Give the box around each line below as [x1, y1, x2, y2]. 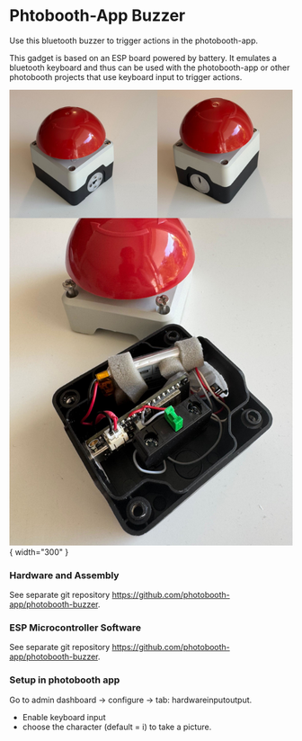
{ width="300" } [9, 546, 69, 558]
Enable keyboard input [22, 711, 106, 722]
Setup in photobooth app [9, 674, 120, 686]
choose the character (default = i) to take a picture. [22, 721, 212, 732]
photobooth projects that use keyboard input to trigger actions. [9, 71, 243, 82]
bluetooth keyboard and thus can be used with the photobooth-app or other [9, 62, 290, 73]
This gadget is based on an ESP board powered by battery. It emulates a [9, 52, 277, 63]
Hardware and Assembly [9, 568, 120, 581]
